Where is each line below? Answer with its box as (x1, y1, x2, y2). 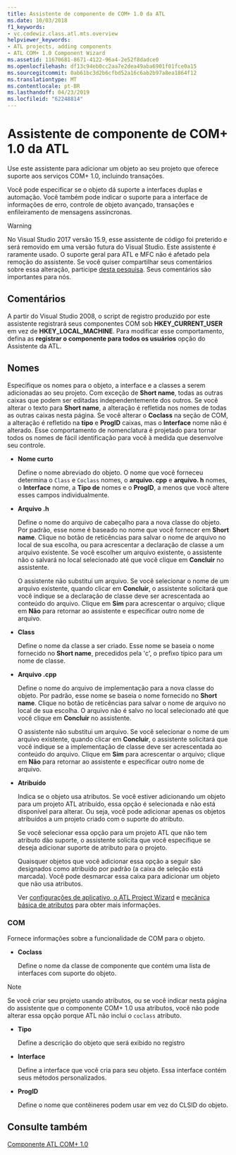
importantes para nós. (7, 272, 72, 281)
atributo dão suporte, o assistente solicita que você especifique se (17, 836, 211, 844)
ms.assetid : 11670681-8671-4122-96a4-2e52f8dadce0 (7, 56, 159, 63)
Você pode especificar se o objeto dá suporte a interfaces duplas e (7, 185, 203, 194)
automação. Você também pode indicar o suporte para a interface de (7, 192, 208, 201)
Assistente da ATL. (7, 341, 62, 350)
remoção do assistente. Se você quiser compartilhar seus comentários (7, 257, 213, 266)
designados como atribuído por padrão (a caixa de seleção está (17, 864, 204, 873)
